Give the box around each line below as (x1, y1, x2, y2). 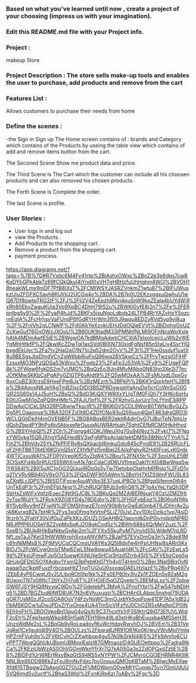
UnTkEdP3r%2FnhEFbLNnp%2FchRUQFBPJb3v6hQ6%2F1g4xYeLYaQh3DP (6, 483, 189, 490)
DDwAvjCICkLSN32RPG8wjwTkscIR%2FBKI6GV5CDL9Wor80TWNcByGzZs (6, 403, 188, 410)
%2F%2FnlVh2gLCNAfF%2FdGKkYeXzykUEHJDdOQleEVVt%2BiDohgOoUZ (6, 321, 190, 329)
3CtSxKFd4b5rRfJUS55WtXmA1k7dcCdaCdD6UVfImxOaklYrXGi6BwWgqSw (6, 458, 189, 465)
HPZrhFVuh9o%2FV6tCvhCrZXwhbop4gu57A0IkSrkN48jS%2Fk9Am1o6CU (6, 633, 188, 640)
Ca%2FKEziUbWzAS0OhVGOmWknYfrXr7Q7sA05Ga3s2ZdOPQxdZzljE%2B (6, 645, 188, 652)
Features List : (6, 94, 47, 102)
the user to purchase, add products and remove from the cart (6, 78, 183, 87)
